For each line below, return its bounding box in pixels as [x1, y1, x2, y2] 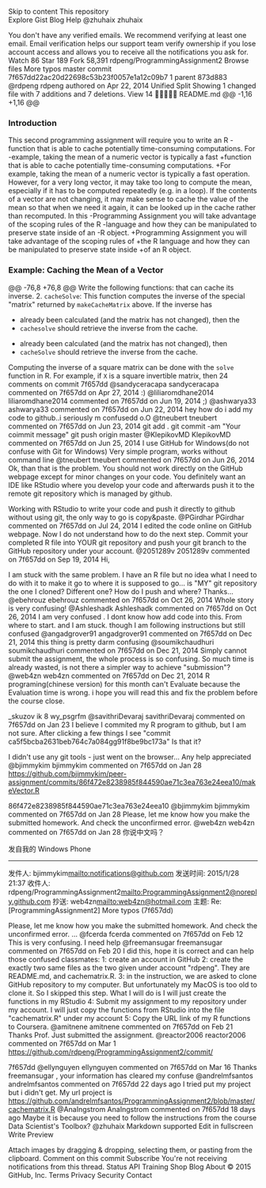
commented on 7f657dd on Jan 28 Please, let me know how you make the [8, 809, 250, 819]
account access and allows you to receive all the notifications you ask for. [8, 48, 249, 56]
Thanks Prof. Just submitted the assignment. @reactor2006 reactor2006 [8, 1030, 246, 1040]
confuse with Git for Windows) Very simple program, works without [8, 447, 228, 456]
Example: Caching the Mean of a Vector [8, 265, 164, 276]
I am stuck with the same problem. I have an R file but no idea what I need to [8, 569, 257, 579]
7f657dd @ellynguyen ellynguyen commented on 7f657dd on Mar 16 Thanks [8, 1062, 257, 1072]
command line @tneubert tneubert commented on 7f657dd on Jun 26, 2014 [8, 455, 255, 464]
